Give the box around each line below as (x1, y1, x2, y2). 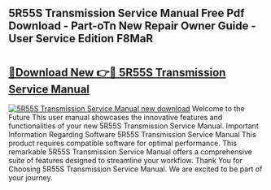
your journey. (8, 173, 53, 182)
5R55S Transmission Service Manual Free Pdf (8, 6, 245, 20)
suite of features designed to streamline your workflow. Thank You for (8, 156, 243, 165)
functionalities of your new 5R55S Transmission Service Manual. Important (8, 121, 259, 131)
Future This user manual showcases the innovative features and (8, 113, 223, 122)
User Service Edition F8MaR (8, 32, 153, 45)
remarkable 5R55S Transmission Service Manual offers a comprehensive (8, 147, 253, 157)
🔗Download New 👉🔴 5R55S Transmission (8, 65, 226, 80)
